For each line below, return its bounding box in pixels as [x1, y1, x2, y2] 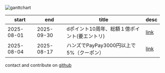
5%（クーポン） [66, 49, 105, 56]
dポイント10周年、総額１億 [66, 25, 130, 32]
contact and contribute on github [5, 62, 72, 68]
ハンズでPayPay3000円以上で [66, 42, 136, 49]
